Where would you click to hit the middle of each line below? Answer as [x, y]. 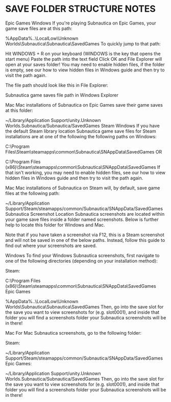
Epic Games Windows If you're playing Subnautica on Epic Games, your [81, 23]
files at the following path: [32, 193]
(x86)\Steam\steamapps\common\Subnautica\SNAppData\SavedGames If [83, 167]
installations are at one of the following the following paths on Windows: [81, 136]
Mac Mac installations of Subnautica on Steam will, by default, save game [83, 188]
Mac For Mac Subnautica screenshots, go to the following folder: [74, 333]
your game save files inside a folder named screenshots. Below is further [82, 219]
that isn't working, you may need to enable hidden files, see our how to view [86, 172]
